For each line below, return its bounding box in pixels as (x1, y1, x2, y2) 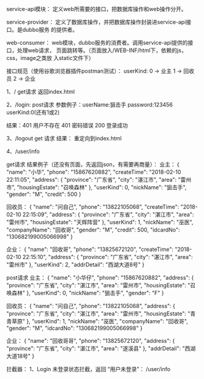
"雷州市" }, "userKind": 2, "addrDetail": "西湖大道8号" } (6, 261, 145, 268)
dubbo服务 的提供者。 (22, 26, 78, 33)
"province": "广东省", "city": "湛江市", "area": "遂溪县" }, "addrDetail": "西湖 (6, 345, 196, 352)
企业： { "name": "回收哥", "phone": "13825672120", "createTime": (6, 246, 173, 253)
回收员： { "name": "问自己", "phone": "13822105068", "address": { (6, 302, 176, 309)
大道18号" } (6, 353, 35, 359)
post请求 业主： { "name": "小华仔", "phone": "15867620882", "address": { (6, 274, 194, 281)
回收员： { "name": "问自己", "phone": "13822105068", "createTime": (6, 203, 179, 210)
